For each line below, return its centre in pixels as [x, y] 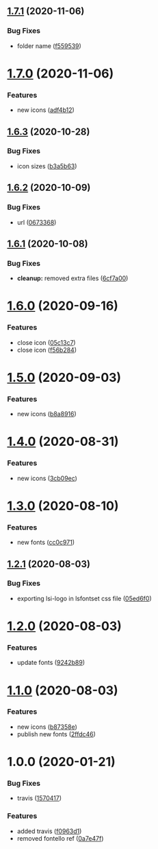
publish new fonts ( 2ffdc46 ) [56, 734]
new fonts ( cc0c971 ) [46, 543]
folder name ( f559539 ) [49, 46]
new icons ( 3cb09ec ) [47, 478]
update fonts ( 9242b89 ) [51, 663]
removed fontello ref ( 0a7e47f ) [60, 838]
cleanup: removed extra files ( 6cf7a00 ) [73, 278]
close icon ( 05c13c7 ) [47, 342]
